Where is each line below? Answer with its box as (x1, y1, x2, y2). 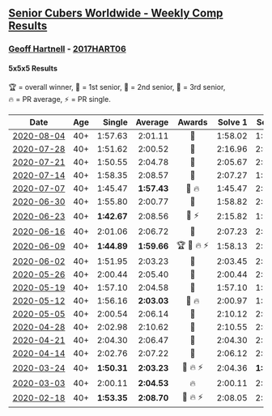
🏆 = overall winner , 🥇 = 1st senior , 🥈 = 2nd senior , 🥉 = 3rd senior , (8, 82, 226, 91)
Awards (177, 117, 208, 128)
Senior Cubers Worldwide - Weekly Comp (8, 6, 223, 20)
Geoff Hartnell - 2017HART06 (8, 44, 127, 55)
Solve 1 (217, 117, 249, 128)
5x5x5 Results (8, 63, 58, 73)
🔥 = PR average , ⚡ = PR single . (8, 94, 111, 104)
